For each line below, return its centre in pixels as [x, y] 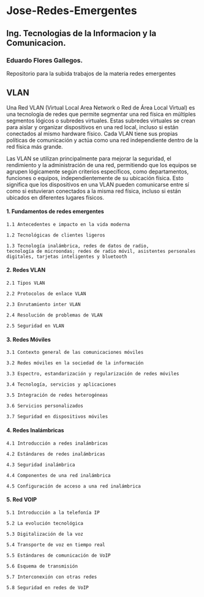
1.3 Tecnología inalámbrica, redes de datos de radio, [78, 246]
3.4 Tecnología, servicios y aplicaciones [61, 385]
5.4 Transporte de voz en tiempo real [56, 545]
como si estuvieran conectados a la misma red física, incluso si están [94, 191]
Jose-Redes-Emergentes [72, 11]
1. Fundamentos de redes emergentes [55, 211]
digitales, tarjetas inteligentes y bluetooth [67, 257]
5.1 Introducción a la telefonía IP [53, 513]
